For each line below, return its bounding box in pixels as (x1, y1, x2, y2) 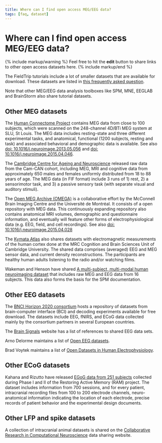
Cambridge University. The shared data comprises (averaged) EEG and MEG (5, 246, 157, 253)
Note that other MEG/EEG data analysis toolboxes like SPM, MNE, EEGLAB (5, 88, 153, 94)
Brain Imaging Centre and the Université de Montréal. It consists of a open (5, 201, 153, 207)
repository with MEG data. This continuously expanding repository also (5, 206, 147, 212)
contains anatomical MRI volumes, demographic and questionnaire (5, 211, 138, 217)
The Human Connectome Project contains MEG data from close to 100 (5, 120, 145, 126)
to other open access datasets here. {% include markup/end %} (5, 64, 133, 70)
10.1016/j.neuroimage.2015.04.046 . (5, 151, 74, 157)
